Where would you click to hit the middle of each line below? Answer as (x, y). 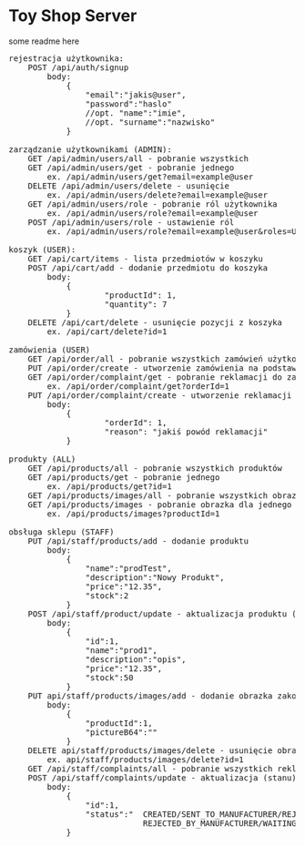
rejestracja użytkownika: (66, 58)
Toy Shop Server (73, 16)
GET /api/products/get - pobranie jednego (124, 477)
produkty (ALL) (42, 459)
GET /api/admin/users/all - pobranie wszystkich (138, 158)
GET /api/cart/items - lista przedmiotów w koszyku (145, 259)
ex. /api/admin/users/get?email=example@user (150, 177)
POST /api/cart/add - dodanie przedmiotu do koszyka (148, 268)
